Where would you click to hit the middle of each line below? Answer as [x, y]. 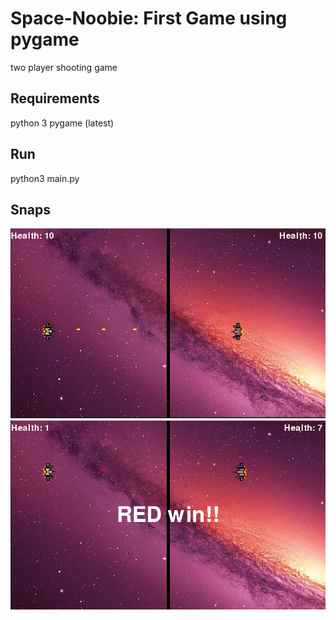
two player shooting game [64, 67]
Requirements [55, 98]
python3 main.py [45, 178]
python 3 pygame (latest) [62, 123]
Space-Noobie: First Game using [149, 18]
